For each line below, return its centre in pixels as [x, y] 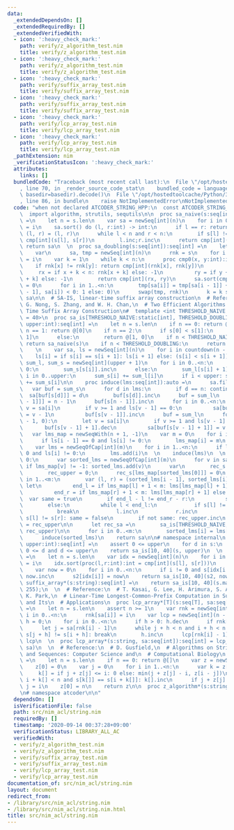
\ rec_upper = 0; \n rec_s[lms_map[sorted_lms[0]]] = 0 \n [123, 473]
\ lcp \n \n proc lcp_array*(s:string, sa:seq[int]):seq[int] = [117, 641]
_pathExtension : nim [43, 156]
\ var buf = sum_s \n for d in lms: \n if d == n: [114, 389]
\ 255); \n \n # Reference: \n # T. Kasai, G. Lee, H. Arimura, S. [121, 589]
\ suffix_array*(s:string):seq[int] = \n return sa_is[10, [110, 583]
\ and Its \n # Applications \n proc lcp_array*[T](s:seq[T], [112, 602]
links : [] [34, 175]
